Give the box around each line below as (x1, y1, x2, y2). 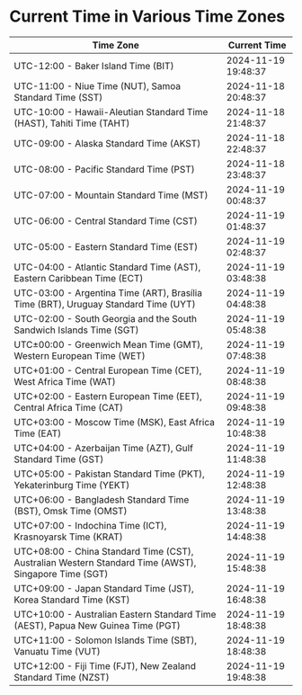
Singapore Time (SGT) (13, 567, 109, 580)
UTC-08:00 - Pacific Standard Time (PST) (13, 163, 195, 175)
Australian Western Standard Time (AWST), (13, 556, 197, 568)
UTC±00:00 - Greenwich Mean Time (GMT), (13, 338, 204, 351)
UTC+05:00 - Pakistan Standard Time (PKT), (13, 468, 205, 480)
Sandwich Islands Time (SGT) (13, 324, 139, 336)
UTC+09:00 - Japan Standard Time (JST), (13, 582, 195, 594)
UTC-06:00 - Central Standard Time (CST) (13, 214, 198, 227)
